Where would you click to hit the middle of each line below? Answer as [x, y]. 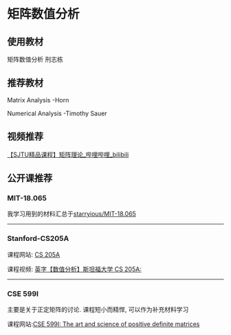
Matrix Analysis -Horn [38, 100]
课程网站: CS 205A [34, 254]
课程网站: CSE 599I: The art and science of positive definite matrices [103, 324]
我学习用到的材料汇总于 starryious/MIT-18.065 [71, 214]
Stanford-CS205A [38, 239]
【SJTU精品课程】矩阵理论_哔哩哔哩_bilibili [68, 154]
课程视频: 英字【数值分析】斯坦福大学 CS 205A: [75, 269]
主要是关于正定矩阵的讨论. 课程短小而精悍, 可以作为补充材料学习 [98, 309]
